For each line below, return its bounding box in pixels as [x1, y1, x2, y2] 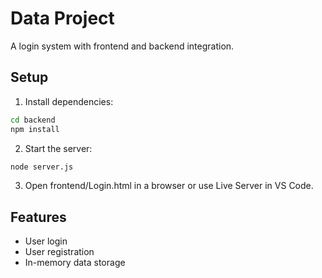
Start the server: [24, 142, 93, 154]
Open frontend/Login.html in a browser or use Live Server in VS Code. [24, 180, 314, 192]
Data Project [10, 7, 115, 30]
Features [10, 208, 67, 226]
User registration [24, 246, 95, 258]
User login [24, 235, 68, 247]
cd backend [10, 115, 56, 125]
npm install [10, 124, 60, 134]
